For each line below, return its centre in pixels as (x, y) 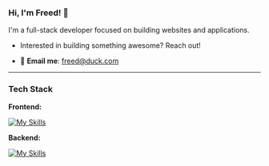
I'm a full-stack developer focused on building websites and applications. (129, 30)
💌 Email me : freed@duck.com (69, 61)
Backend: (24, 137)
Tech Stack (31, 89)
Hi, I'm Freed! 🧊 (38, 13)
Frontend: (25, 106)
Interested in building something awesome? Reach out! (110, 45)
